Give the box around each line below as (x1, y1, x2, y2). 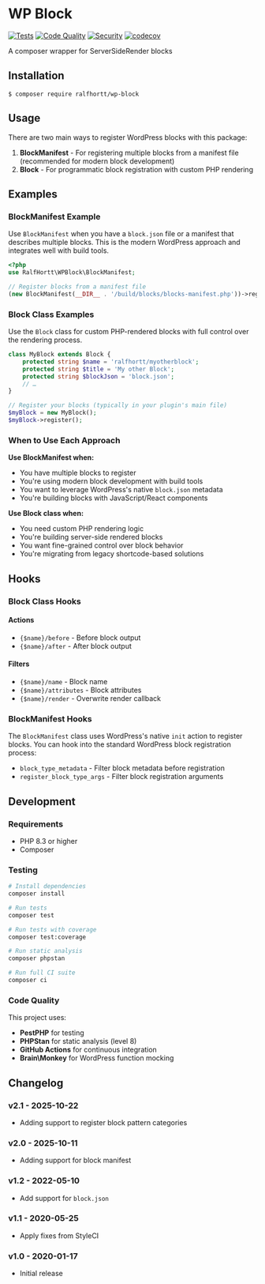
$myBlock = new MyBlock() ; (8, 409, 97, 417)
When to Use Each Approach (8, 435, 121, 446)
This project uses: (8, 1013, 67, 1022)
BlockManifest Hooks (8, 713, 92, 724)
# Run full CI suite (8, 969, 77, 977)
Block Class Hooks (8, 596, 81, 607)
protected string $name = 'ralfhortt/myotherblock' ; (22, 357, 200, 366)
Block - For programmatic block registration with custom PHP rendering (19, 164, 254, 174)
